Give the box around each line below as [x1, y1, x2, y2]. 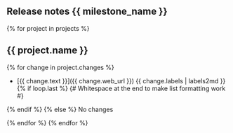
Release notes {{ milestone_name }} [6, 6, 168, 17]
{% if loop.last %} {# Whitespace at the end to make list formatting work [16, 84, 226, 92]
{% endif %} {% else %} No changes [6, 105, 114, 113]
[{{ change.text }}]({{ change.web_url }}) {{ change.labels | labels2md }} [16, 76, 226, 85]
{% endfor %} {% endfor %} [6, 118, 88, 127]
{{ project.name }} [6, 45, 88, 57]
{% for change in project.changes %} [6, 63, 115, 71]
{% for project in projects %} [6, 24, 90, 32]
